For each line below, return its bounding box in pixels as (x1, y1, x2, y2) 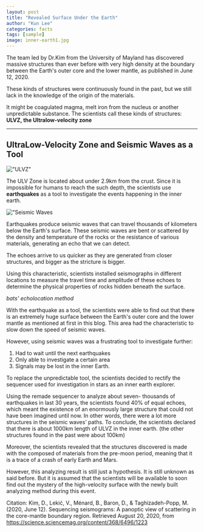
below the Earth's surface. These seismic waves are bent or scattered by (6, 227, 189, 234)
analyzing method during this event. (6, 487, 96, 494)
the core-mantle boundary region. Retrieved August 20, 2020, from (6, 512, 174, 519)
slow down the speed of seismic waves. (6, 325, 106, 333)
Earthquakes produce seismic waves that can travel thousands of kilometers (6, 220, 197, 227)
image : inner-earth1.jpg (6, 37, 69, 43)
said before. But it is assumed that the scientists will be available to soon (6, 474, 188, 481)
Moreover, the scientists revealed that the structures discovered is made (6, 443, 188, 450)
